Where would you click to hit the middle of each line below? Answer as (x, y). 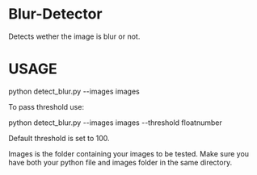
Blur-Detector (55, 14)
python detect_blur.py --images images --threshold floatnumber (115, 123)
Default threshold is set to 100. (59, 138)
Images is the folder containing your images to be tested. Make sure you (128, 153)
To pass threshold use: (46, 106)
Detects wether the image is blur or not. (74, 36)
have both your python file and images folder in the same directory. (120, 162)
